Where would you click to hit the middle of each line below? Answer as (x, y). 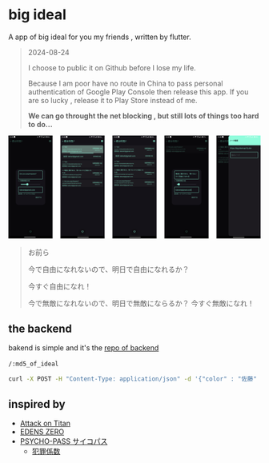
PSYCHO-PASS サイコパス (64, 441)
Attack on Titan (45, 423)
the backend (40, 329)
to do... (40, 124)
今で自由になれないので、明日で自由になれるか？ (108, 269)
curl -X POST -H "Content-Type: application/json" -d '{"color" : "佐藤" (133, 379)
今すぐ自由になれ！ (60, 286)
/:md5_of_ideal (34, 364)
